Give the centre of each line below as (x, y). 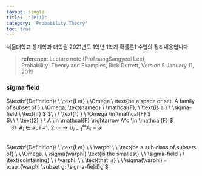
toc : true (19, 29)
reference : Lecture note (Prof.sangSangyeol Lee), (83, 59)
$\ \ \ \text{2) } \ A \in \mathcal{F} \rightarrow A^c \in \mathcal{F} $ (90, 120)
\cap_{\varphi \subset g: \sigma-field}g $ (57, 167)
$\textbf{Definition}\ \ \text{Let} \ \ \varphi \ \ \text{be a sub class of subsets (101, 147)
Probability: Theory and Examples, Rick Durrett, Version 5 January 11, (107, 66)
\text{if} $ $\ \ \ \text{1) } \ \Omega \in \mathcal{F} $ (86, 113)
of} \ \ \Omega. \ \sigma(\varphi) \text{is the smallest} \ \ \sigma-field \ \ (96, 154)
